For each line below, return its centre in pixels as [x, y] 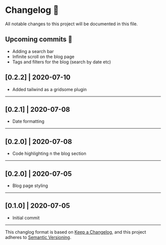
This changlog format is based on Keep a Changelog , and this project [76, 232]
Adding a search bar [33, 51]
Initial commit [26, 218]
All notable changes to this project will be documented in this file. [72, 24]
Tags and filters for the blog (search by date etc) [62, 62]
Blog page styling [30, 186]
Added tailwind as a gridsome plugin [49, 89]
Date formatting [28, 121]
